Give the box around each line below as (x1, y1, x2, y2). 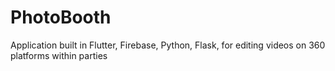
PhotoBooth (10, 6, 112, 29)
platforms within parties (10, 49, 108, 61)
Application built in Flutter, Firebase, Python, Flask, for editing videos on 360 (10, 39, 326, 51)
